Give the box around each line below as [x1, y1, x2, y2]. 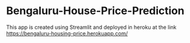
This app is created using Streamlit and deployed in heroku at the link [6, 24, 177, 31]
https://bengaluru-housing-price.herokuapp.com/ [6, 29, 128, 37]
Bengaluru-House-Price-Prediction [6, 4, 185, 18]
